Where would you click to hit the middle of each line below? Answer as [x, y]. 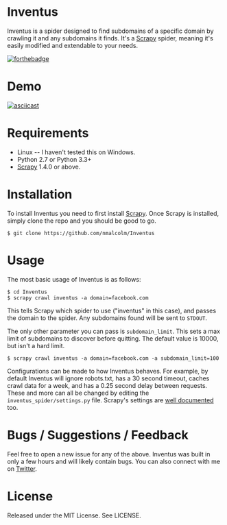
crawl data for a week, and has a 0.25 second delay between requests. [107, 385]
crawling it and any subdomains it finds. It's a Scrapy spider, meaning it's [110, 38]
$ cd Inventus [27, 292]
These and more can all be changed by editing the [78, 393]
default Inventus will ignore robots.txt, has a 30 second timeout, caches [108, 378]
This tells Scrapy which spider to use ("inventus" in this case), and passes [112, 310]
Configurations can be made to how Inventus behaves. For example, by [108, 371]
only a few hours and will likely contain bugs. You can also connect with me [114, 461]
